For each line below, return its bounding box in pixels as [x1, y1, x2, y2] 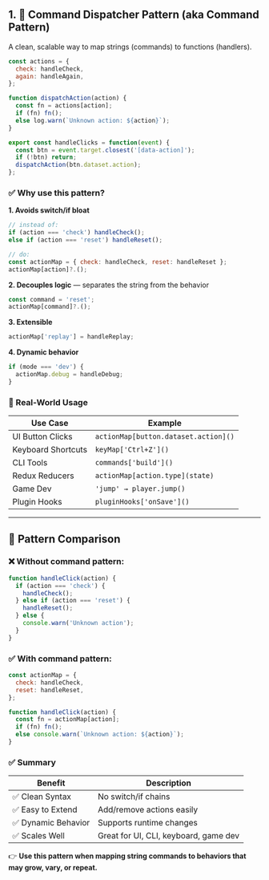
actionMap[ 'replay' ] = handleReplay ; [8, 333, 134, 341]
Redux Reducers [12, 470, 74, 481]
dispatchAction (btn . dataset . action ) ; [15, 161, 142, 169]
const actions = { [8, 57, 70, 65]
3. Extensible [8, 318, 53, 327]
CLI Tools [12, 457, 48, 468]
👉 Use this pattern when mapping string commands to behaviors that [8, 851, 247, 861]
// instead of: [8, 221, 59, 229]
